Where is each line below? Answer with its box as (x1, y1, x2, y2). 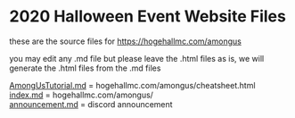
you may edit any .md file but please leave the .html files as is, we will (9, 53, 265, 63)
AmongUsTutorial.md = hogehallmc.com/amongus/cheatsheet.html (9, 80, 256, 90)
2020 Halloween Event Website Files (9, 6, 287, 27)
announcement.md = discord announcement (9, 98, 173, 109)
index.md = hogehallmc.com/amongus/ (9, 89, 154, 100)
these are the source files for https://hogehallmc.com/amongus (9, 36, 242, 46)
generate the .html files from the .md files (9, 63, 161, 73)
